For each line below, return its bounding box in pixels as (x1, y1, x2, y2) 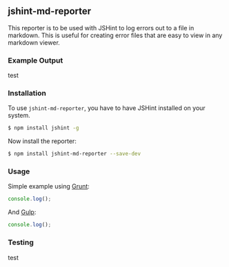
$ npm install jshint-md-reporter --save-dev (8, 151, 141, 158)
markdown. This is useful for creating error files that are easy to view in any (8, 31, 223, 39)
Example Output (8, 55, 63, 65)
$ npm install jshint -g (8, 125, 79, 131)
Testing (8, 237, 34, 247)
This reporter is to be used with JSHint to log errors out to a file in (8, 23, 195, 32)
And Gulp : (8, 208, 37, 216)
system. (8, 111, 30, 120)
